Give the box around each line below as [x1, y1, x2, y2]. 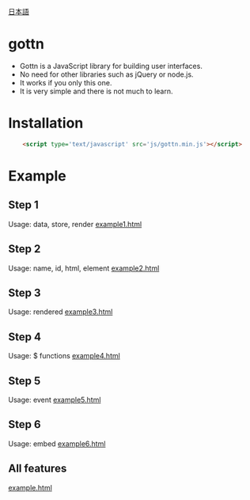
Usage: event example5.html [8, 395, 101, 404]
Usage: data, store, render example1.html [8, 219, 142, 229]
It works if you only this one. [19, 78, 112, 87]
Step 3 [8, 286, 41, 299]
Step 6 [8, 418, 41, 431]
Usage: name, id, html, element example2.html [8, 263, 160, 273]
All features [8, 462, 67, 475]
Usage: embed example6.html [8, 438, 106, 449]
